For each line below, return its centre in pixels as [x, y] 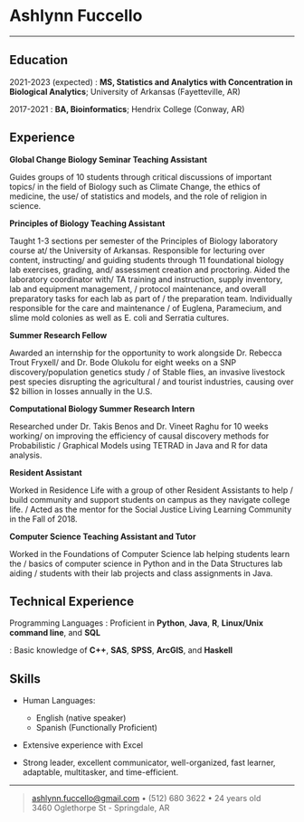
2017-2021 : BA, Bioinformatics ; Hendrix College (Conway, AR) [127, 109]
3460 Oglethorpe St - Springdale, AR [100, 808]
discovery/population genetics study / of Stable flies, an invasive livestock [147, 372]
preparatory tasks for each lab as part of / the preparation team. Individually [151, 298]
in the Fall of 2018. [44, 519]
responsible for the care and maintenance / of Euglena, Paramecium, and [146, 307]
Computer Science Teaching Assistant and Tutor [103, 536]
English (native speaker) [81, 718]
